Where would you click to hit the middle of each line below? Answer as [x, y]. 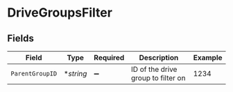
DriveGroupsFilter [60, 13]
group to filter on [158, 78]
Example [208, 58]
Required [109, 58]
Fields [21, 38]
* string [75, 74]
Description [159, 58]
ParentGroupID [34, 74]
